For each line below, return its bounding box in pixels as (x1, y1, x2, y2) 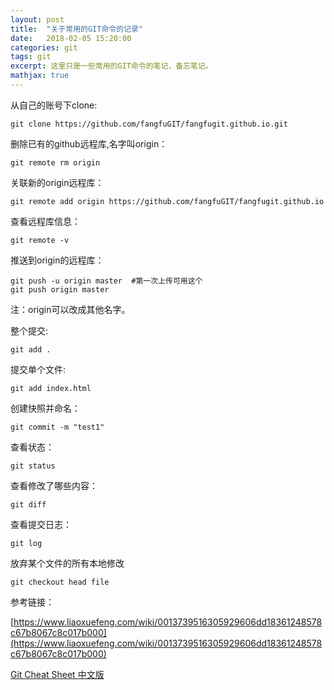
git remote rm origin (10, 157, 101, 168)
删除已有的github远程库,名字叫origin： (10, 137, 168, 150)
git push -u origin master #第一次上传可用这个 (10, 276, 203, 286)
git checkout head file (10, 577, 110, 587)
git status (10, 461, 56, 471)
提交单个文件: (10, 363, 67, 375)
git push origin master (10, 284, 110, 295)
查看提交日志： (10, 518, 72, 530)
